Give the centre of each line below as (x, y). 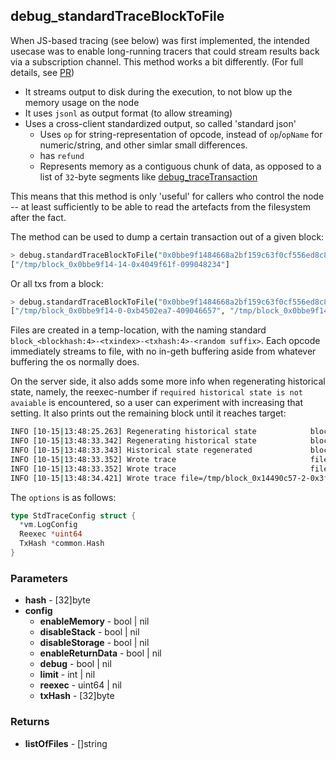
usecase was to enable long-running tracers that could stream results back (165, 51)
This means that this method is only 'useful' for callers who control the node (167, 196)
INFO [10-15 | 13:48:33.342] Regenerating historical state (133, 441)
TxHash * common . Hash (62, 544)
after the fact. (38, 217)
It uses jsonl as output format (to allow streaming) (128, 113)
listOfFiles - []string (66, 743)
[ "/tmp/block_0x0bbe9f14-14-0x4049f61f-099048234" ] (120, 264)
